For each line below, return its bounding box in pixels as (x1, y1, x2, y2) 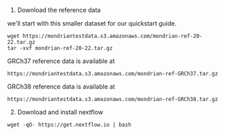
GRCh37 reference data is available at (7, 57, 116, 65)
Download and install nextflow (17, 108, 104, 116)
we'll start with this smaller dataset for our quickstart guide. (7, 19, 177, 27)
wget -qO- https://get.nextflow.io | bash (7, 121, 132, 128)
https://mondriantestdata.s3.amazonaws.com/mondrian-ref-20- (22, 33, 203, 39)
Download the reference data (17, 6, 101, 14)
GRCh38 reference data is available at (7, 82, 116, 91)
